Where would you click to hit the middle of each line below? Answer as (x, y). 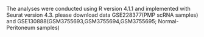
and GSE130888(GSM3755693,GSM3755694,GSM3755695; (82, 21)
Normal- (168, 21)
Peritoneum (21, 27)
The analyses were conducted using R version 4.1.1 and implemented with (98, 9)
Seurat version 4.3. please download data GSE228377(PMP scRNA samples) (102, 15)
